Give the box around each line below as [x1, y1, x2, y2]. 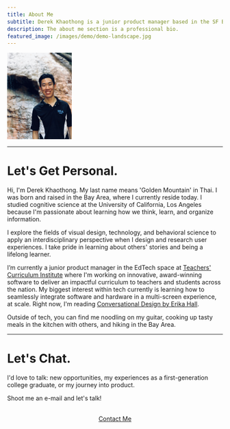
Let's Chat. [7, 350, 71, 366]
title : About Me [7, 11, 53, 18]
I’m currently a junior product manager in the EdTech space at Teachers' [7, 263, 212, 271]
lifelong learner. [7, 250, 51, 258]
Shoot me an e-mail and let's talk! [7, 394, 102, 402]
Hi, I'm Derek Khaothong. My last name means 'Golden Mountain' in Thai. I [7, 186, 218, 194]
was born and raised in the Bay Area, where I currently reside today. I [7, 193, 203, 201]
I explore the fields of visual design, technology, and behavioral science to [7, 228, 217, 236]
